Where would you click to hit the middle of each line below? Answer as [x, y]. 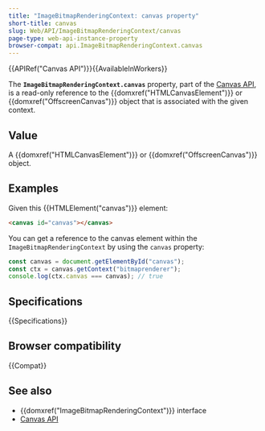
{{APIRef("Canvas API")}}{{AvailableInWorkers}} [88, 68]
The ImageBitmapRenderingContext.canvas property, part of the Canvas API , [132, 85]
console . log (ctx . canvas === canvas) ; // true [86, 276]
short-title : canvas [43, 23]
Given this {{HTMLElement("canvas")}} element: [88, 208]
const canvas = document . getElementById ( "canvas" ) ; [96, 261]
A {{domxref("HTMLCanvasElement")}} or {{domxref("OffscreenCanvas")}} [133, 155]
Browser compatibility [65, 346]
